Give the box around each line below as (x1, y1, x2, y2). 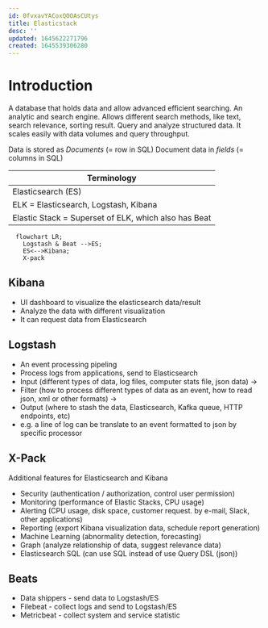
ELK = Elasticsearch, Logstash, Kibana (12, 199, 158, 211)
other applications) (19, 514, 83, 524)
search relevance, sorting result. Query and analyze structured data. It (8, 120, 241, 130)
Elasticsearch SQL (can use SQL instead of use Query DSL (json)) (19, 548, 238, 558)
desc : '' (8, 27, 38, 35)
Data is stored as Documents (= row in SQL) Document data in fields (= (8, 144, 244, 154)
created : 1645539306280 (8, 42, 89, 50)
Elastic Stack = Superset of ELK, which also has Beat (12, 212, 212, 224)
